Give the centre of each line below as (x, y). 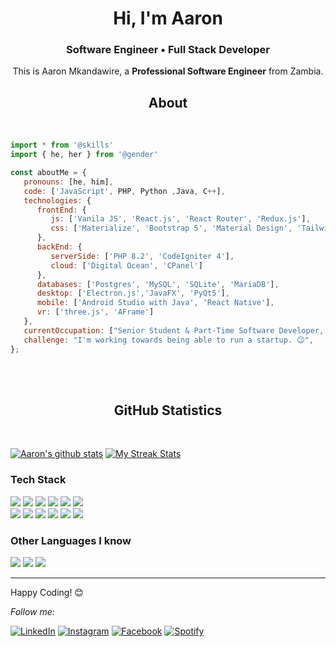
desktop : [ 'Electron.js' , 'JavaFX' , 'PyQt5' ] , (133, 293)
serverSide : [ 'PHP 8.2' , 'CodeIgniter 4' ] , (142, 256)
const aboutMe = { (48, 173)
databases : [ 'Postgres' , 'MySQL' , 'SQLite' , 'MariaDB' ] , (158, 284)
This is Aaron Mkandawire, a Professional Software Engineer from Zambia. (168, 71)
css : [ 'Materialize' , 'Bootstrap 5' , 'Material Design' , (171, 228)
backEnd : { (59, 247)
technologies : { (57, 200)
